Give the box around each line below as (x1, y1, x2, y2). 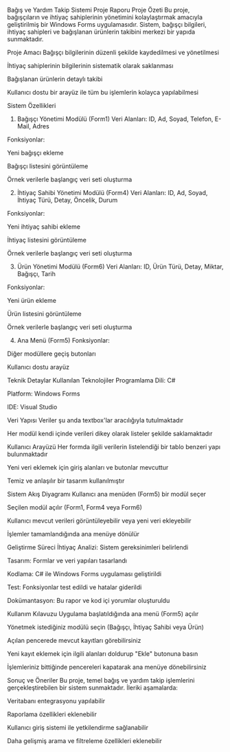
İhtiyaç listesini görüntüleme (7, 236, 87, 244)
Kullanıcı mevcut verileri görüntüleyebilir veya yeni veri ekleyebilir (7, 516, 192, 525)
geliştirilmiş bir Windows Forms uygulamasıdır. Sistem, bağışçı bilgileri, (7, 21, 207, 28)
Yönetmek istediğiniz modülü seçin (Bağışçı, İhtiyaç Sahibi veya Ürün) (7, 623, 205, 631)
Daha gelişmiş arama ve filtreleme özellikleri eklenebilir (7, 737, 163, 744)
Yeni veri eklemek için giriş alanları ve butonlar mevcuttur (7, 464, 169, 471)
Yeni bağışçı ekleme (7, 149, 64, 157)
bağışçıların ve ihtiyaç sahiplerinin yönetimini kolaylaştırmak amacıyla (7, 13, 203, 21)
